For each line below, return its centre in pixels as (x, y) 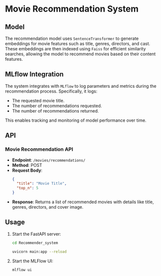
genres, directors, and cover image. (48, 207)
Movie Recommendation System (72, 9)
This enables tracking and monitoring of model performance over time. (76, 120)
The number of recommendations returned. (56, 111)
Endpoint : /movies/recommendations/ (49, 160)
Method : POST (27, 165)
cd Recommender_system (35, 243)
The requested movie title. (38, 100)
